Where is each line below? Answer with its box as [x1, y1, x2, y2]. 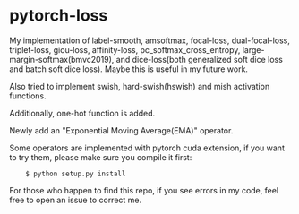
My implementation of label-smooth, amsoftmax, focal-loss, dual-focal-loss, [9, 35, 291, 46]
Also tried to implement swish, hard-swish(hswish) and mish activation [9, 81, 270, 91]
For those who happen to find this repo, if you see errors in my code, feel [9, 184, 279, 195]
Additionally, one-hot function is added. [9, 107, 156, 118]
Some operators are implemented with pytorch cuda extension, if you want [9, 142, 285, 153]
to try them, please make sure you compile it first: [9, 151, 192, 162]
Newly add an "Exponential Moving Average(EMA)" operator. [9, 124, 234, 135]
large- [242, 44, 265, 55]
